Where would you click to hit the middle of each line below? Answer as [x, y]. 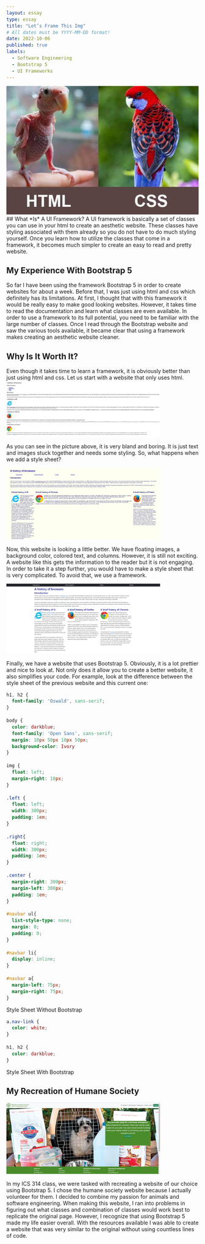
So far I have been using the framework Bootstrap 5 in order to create [94, 285]
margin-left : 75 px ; [37, 985]
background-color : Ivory [43, 746]
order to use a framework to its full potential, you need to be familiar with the [103, 317]
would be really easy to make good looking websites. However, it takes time [102, 305]
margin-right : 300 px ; [39, 882]
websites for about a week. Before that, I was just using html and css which [101, 292]
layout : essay [24, 13]
